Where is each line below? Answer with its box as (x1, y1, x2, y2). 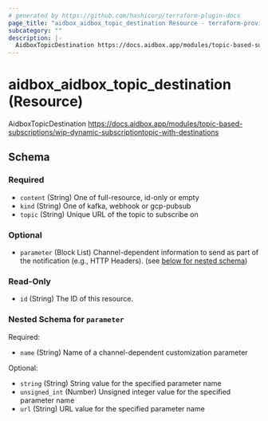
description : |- (8, 33, 62, 42)
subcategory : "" (8, 26, 62, 34)
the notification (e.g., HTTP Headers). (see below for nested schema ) (19, 256, 248, 266)
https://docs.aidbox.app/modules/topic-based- (87, 119, 243, 128)
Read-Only (8, 276, 52, 287)
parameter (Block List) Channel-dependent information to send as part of (19, 248, 259, 258)
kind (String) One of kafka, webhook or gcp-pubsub (19, 201, 191, 210)
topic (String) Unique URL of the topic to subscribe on (19, 209, 199, 219)
